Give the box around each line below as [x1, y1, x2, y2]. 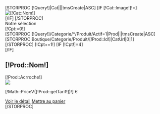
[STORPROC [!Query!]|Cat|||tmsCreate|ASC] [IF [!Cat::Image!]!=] [5, 5, 137, 10]
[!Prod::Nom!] [5, 61, 49, 70]
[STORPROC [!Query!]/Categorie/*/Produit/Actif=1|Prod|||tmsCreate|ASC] [5, 31, 156, 37]
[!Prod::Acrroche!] [5, 74, 42, 80]
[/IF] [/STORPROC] [5, 15, 44, 21]
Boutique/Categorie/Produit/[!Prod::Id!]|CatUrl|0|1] [31, 37, 135, 42]
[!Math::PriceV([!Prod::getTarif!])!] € [5, 88, 78, 94]
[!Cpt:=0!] [5, 26, 25, 32]
